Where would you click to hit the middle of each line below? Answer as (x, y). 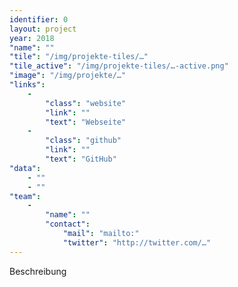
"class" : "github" (83, 141)
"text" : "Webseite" (86, 122)
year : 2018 (32, 38)
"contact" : (68, 224)
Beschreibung (38, 271)
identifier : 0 (39, 19)
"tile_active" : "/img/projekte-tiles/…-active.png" (119, 66)
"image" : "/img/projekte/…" (68, 76)
